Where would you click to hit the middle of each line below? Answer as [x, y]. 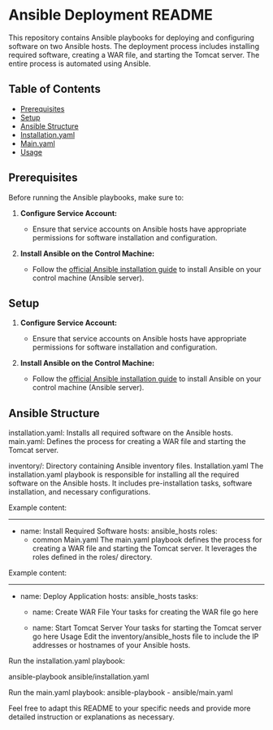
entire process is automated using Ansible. [80, 64]
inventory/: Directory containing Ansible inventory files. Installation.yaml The [136, 466]
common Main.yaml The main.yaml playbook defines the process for [147, 540]
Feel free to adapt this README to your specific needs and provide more [130, 708]
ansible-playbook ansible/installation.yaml [79, 677]
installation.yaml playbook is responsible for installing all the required [124, 475]
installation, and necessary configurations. [80, 492]
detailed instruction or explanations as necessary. [91, 717]
